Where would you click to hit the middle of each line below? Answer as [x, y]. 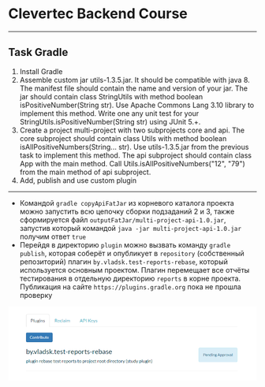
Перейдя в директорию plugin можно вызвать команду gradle [125, 244]
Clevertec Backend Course [98, 14]
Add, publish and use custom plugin [78, 180]
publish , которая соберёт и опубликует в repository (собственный [132, 253]
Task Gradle [38, 52]
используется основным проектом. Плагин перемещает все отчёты [134, 270]
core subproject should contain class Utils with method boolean [123, 138]
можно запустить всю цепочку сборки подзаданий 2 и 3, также [127, 211]
